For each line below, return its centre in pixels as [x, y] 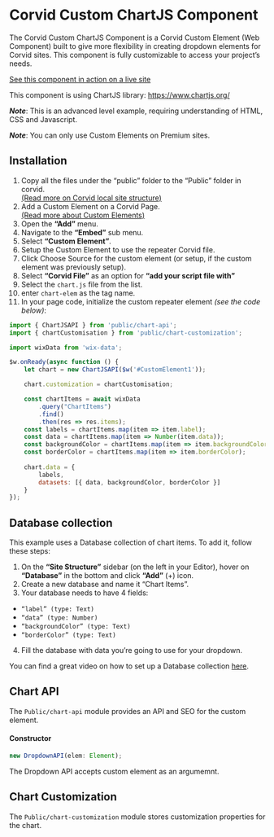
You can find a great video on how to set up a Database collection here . [129, 666]
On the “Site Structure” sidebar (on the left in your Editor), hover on [135, 567]
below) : [34, 310]
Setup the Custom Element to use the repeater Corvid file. [118, 249]
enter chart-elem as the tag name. [78, 293]
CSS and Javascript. [43, 119]
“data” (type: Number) [59, 618]
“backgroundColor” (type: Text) [76, 627]
